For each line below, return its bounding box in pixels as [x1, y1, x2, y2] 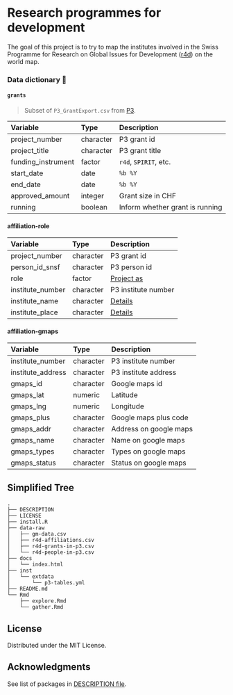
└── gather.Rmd [19, 604, 64, 611]
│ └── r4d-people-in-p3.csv [7, 549, 95, 556]
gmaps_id [10, 379, 43, 389]
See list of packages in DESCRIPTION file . [7, 680, 127, 688]
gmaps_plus [10, 413, 51, 422]
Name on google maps [111, 436, 185, 445]
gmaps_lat [10, 390, 44, 400]
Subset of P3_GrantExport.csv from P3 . [24, 106, 137, 115]
